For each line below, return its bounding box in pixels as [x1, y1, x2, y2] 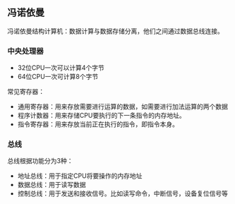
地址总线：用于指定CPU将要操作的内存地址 [17, 172, 143, 180]
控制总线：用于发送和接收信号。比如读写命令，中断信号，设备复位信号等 [17, 189, 228, 198]
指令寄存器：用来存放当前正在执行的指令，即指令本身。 [17, 120, 179, 128]
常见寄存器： [7, 88, 44, 96]
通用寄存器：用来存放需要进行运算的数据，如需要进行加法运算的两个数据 [17, 102, 228, 111]
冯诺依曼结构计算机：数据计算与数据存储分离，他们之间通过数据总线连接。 [7, 27, 224, 35]
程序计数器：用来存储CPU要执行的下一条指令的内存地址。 [17, 112, 186, 120]
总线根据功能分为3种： [7, 157, 73, 165]
